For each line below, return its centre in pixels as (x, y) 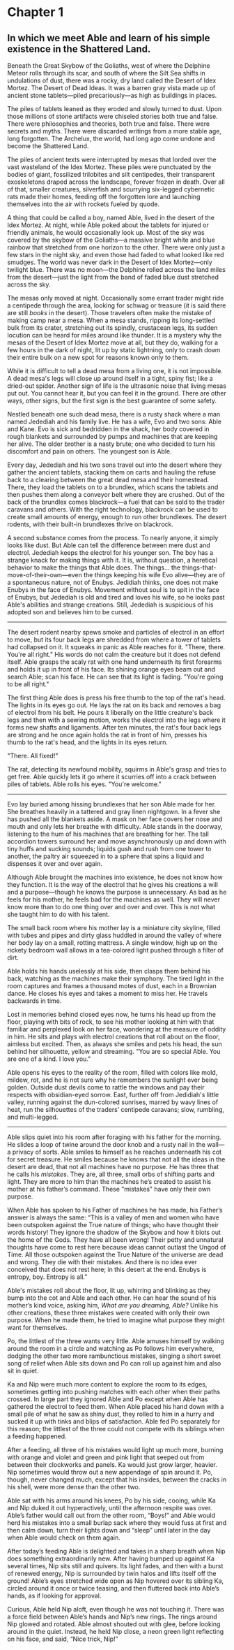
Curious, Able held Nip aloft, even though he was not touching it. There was (116, 1609)
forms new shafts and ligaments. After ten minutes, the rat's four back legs (114, 727)
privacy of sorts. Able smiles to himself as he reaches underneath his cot (117, 1152)
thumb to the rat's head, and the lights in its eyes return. (88, 742)
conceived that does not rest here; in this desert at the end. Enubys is (107, 1269)
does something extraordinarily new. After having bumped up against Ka (111, 1558)
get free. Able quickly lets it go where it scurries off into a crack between (112, 777)
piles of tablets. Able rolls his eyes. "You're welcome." (84, 784)
